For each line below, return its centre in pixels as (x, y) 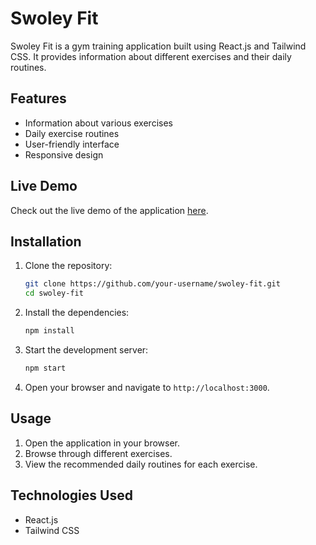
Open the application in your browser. (102, 443)
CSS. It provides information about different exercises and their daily (151, 56)
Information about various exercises (98, 123)
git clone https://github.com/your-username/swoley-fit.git (152, 284)
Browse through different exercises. (98, 453)
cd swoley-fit (54, 293)
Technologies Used (71, 495)
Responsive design (64, 154)
